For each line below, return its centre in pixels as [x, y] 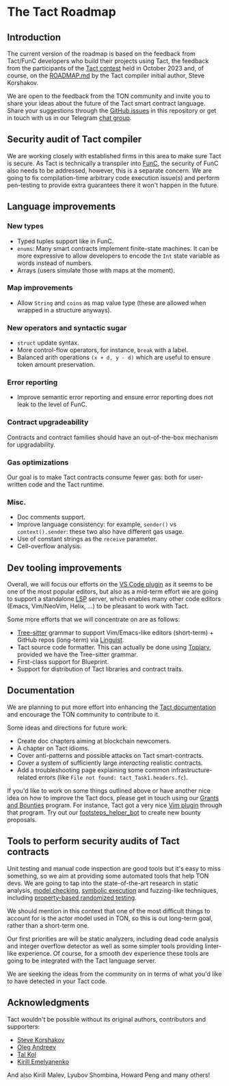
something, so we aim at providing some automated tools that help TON [108, 876]
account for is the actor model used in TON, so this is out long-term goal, [110, 918]
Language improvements [62, 207]
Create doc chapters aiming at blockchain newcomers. [94, 741]
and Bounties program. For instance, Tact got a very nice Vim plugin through [115, 805]
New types [26, 226]
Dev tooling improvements [65, 568]
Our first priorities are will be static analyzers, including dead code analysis [113, 939]
